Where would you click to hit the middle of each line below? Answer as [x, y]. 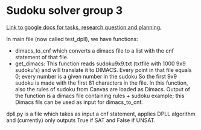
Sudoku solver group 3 [64, 11]
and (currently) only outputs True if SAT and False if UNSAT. [81, 120]
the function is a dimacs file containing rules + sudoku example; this [100, 96]
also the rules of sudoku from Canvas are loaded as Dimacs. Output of [102, 89]
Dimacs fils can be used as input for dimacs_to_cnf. [79, 102]
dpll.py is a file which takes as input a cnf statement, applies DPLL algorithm [101, 114]
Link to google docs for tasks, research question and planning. [84, 27]
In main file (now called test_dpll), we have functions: [72, 39]
